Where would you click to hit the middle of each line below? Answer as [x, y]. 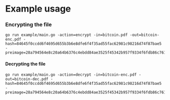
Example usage [38, 9]
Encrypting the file [29, 25]
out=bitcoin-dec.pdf [27, 79]
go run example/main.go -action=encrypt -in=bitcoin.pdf [67, 35]
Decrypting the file [25, 64]
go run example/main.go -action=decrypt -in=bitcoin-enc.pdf [71, 74]
